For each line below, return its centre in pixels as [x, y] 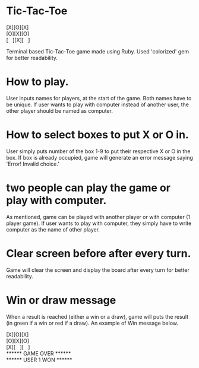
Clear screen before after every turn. [99, 253]
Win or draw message [61, 300]
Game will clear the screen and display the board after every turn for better [98, 270]
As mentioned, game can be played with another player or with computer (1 [98, 217]
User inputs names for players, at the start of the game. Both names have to [99, 98]
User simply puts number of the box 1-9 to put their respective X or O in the [98, 151]
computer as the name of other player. [53, 229]
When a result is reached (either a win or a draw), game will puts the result [97, 316]
